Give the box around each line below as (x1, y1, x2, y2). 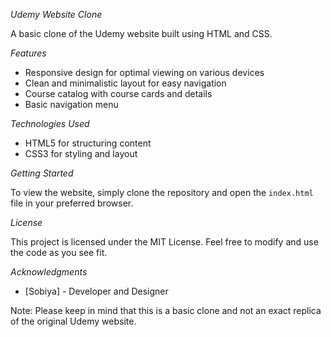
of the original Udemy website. (10, 315, 137, 327)
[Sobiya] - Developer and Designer (24, 285, 169, 297)
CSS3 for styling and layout (24, 148, 138, 159)
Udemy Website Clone (10, 9, 103, 20)
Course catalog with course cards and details (24, 88, 213, 99)
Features (10, 47, 47, 59)
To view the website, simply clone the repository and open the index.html (10, 187, 314, 198)
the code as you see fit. (10, 247, 108, 258)
